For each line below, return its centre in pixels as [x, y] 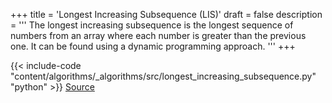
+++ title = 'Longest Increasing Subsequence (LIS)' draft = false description [166, 14]
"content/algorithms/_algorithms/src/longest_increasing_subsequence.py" [163, 76]
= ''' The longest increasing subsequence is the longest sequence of [152, 25]
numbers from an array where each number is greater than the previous [158, 35]
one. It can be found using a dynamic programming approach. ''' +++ [153, 46]
